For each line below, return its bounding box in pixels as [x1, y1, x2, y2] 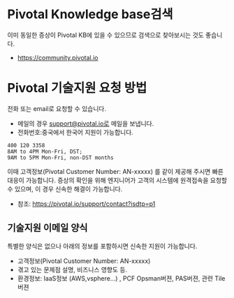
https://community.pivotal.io [17, 53, 98, 61]
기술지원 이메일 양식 [7, 222, 88, 234]
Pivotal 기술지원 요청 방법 [7, 80, 147, 96]
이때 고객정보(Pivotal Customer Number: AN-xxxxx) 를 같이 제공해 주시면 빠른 [7, 167, 224, 175]
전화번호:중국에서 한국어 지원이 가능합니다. [17, 128, 134, 136]
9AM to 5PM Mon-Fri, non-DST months [7, 154, 114, 161]
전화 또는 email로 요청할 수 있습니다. [7, 104, 107, 112]
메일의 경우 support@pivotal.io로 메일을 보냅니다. [17, 119, 154, 128]
